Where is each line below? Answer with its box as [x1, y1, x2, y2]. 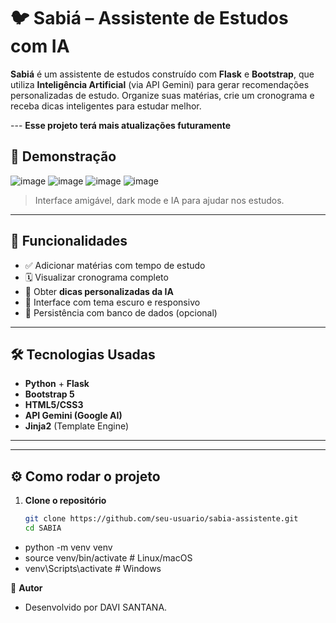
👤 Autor [10, 581, 43, 594]
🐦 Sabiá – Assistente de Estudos [10, 7, 289, 30]
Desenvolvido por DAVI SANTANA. [24, 601, 168, 613]
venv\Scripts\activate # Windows [24, 562, 162, 574]
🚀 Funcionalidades [10, 233, 128, 250]
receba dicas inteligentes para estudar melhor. [10, 100, 202, 112]
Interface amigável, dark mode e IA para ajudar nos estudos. [34, 194, 285, 206]
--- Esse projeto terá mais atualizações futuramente [10, 119, 232, 131]
